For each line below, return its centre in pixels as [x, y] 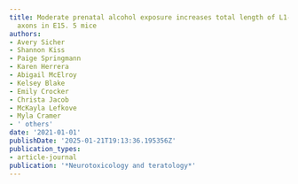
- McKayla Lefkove [43, 108]
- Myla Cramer [35, 116]
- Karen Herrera [39, 67]
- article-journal [43, 157]
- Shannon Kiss [37, 50]
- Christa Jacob [39, 100]
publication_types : [45, 149]
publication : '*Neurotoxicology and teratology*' [103, 165]
